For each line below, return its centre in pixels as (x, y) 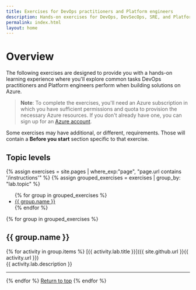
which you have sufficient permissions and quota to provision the (99, 109)
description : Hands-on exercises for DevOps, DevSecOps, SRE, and (88, 17)
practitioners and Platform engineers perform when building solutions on (93, 85)
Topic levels (28, 158)
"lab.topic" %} (23, 184)
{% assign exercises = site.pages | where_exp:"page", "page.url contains (94, 171)
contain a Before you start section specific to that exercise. (78, 139)
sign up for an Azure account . (56, 122)
